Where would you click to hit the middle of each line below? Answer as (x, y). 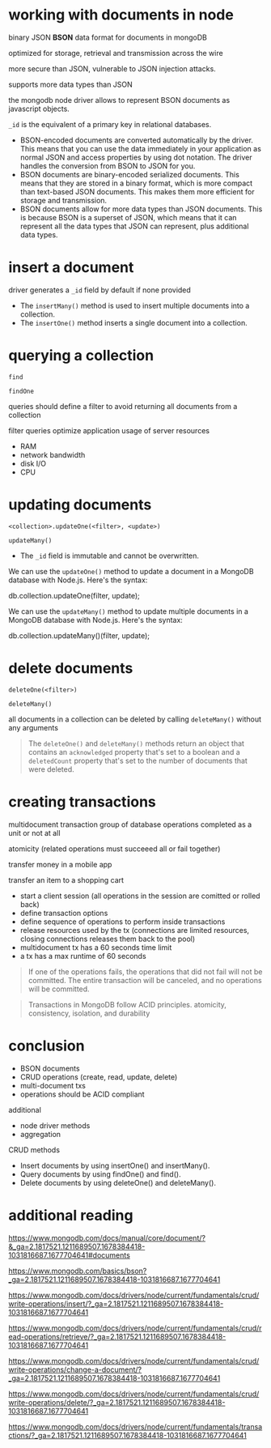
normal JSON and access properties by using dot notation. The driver (136, 157)
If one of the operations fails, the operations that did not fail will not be (145, 971)
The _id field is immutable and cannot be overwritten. (110, 556)
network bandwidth (53, 454)
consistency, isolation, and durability (89, 1013)
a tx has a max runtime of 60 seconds (83, 956)
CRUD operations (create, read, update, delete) (99, 1077)
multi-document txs (53, 1085)
